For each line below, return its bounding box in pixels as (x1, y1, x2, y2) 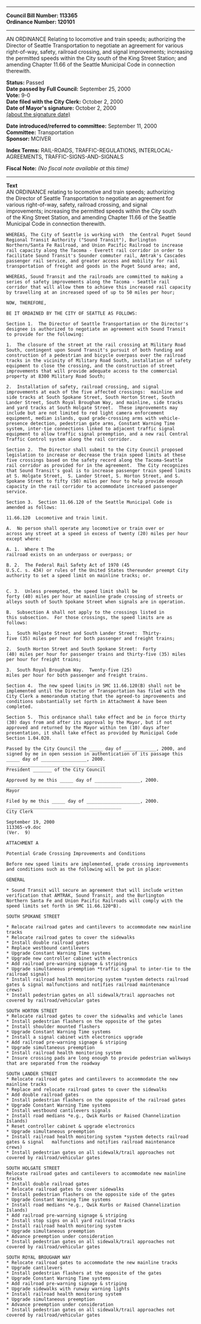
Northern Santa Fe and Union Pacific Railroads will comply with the (6, 898, 184, 904)
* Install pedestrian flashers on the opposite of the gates (6, 1018, 162, 1024)
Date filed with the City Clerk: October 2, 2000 (6, 98, 124, 105)
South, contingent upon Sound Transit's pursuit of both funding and (6, 347, 184, 353)
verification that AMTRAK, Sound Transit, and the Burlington (6, 892, 165, 898)
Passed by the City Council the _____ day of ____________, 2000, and (6, 746, 186, 752)
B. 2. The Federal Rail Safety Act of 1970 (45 (6, 562, 130, 568)
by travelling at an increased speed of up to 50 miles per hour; (6, 289, 175, 295)
